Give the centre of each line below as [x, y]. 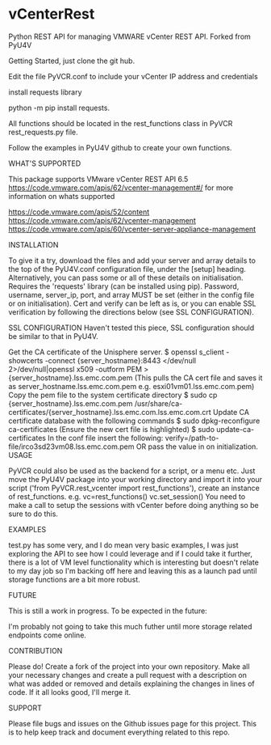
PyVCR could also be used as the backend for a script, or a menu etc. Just [132, 471]
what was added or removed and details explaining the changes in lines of [132, 684]
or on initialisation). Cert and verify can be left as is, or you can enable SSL [132, 303]
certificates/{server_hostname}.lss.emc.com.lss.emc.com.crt [110, 412]
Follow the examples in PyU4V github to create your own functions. [120, 147]
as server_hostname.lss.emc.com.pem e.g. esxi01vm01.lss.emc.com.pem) [131, 386]
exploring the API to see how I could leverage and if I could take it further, [130, 553]
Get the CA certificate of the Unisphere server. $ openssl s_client [116, 352]
